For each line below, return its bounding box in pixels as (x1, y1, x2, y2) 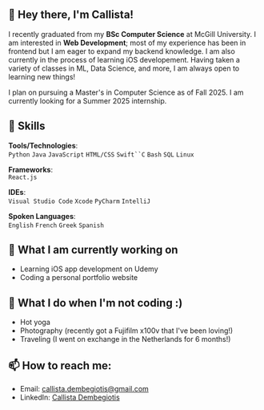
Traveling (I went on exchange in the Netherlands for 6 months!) (19, 335, 231, 344)
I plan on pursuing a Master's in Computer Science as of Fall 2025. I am (8, 87, 244, 97)
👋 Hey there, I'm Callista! (8, 8, 134, 22)
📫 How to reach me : (8, 359, 112, 372)
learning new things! (8, 71, 76, 81)
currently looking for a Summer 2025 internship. (8, 95, 167, 105)
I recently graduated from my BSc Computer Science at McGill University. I (8, 29, 257, 39)
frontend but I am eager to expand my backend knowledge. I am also (8, 46, 236, 56)
